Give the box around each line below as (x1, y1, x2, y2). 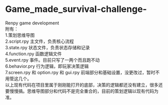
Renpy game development (5, 20, 59, 26)
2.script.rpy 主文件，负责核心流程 (5, 38, 74, 44)
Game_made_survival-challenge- (5, 3, 147, 15)
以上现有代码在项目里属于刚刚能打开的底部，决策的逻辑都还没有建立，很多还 (5, 82, 163, 88)
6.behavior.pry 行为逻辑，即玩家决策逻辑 (5, 63, 89, 69)
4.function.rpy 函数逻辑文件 (5, 51, 62, 57)
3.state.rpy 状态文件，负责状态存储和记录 (5, 44, 90, 50)
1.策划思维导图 (5, 32, 35, 38)
